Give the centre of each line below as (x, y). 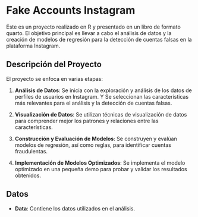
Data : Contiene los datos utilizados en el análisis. (75, 208)
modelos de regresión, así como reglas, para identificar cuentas (93, 145)
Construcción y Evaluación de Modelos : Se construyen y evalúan (96, 139)
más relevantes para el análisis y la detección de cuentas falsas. (93, 103)
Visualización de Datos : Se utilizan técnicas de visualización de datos (101, 114)
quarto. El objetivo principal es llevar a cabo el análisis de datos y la (89, 33)
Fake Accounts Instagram (71, 10)
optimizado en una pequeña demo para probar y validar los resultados (101, 169)
